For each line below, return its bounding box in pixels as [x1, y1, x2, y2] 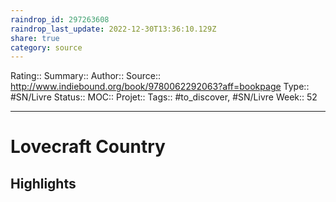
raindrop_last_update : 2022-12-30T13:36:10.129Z [10, 24, 217, 34]
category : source [10, 42, 83, 53]
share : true [10, 33, 60, 43]
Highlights [10, 175, 77, 192]
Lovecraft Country [10, 136, 166, 158]
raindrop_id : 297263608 [10, 14, 110, 25]
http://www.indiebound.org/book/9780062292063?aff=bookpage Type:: [10, 81, 310, 93]
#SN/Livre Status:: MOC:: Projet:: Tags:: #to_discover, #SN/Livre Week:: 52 [10, 91, 318, 103]
